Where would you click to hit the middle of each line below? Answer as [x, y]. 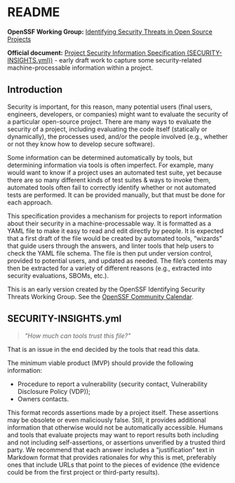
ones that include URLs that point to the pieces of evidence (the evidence [113, 465]
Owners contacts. [43, 399]
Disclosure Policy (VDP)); [54, 391]
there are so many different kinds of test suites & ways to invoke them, [109, 180]
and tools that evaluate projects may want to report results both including [113, 435]
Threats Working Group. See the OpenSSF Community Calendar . [101, 296]
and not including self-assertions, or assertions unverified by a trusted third [116, 442]
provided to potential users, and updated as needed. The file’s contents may [117, 260]
